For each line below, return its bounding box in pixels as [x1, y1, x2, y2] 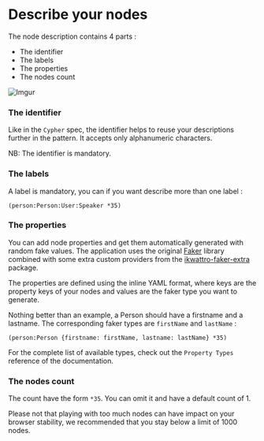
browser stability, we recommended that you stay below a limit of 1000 [8, 417, 238, 427]
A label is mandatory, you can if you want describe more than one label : [8, 186, 243, 196]
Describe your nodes [8, 6, 148, 24]
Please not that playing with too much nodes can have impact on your [8, 409, 235, 419]
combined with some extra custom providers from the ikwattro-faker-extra [8, 254, 250, 263]
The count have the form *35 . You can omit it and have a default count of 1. [8, 394, 251, 403]
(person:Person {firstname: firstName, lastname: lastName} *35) [8, 334, 227, 342]
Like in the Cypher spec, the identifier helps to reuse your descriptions [8, 125, 235, 135]
